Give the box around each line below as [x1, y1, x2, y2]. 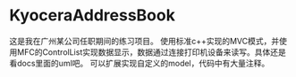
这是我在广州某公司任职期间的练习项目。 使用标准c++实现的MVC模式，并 [9, 35, 280, 46]
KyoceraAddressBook [9, 5, 176, 26]
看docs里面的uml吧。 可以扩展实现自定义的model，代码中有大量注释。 [9, 58, 270, 68]
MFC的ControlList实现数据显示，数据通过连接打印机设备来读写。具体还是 [16, 46, 286, 58]
